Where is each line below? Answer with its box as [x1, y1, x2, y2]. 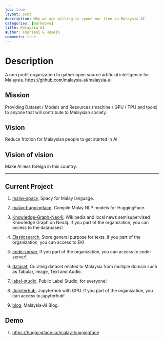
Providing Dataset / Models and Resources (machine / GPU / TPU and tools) [5, 104, 158, 110]
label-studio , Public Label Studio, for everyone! [12, 278, 107, 284]
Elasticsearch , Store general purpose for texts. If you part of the [12, 234, 141, 240]
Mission [5, 91, 30, 99]
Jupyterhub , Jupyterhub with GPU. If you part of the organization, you [12, 288, 153, 294]
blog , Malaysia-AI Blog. [12, 302, 59, 308]
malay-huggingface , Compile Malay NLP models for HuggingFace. [12, 205, 145, 211]
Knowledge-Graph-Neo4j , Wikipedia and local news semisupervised [12, 214, 150, 220]
